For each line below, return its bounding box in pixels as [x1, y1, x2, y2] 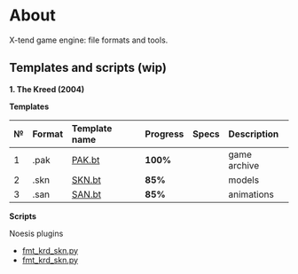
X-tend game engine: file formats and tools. [9, 35, 169, 45]
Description [228, 128, 279, 140]
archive [228, 159, 260, 171]
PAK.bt [71, 153, 100, 166]
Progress [145, 128, 184, 140]
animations [228, 188, 275, 200]
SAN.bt [71, 188, 102, 200]
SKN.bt [71, 174, 102, 186]
